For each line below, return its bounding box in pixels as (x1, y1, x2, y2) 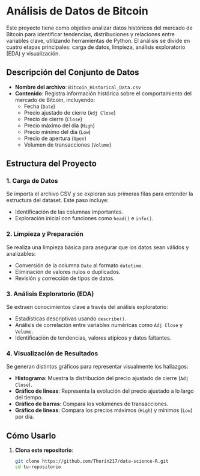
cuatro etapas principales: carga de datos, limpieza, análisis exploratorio (6, 43, 186, 51)
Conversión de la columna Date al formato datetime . (14, 261, 143, 269)
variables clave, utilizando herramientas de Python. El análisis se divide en (6, 37, 190, 44)
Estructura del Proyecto (6, 159, 97, 169)
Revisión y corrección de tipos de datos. (14, 274, 115, 282)
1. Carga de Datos (6, 177, 58, 185)
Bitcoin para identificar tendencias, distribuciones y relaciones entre (6, 30, 175, 37)
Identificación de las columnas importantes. (14, 208, 124, 215)
